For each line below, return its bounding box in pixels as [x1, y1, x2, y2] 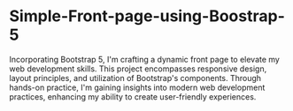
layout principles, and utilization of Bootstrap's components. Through [9, 72, 262, 83]
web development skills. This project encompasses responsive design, [9, 63, 267, 74]
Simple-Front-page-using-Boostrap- [9, 6, 285, 26]
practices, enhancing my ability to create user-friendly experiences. [9, 91, 257, 102]
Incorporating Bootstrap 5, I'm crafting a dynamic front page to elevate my [9, 54, 281, 64]
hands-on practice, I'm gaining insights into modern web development [9, 82, 266, 92]
